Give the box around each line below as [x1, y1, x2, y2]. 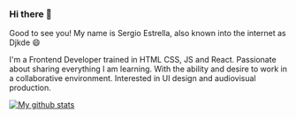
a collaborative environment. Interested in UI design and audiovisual [9, 73, 256, 84]
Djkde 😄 [9, 37, 42, 48]
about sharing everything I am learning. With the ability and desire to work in [9, 63, 287, 74]
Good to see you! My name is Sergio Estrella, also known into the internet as [9, 28, 286, 39]
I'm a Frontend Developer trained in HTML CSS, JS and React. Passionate [9, 55, 277, 65]
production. [9, 83, 51, 93]
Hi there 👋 [9, 8, 53, 20]
